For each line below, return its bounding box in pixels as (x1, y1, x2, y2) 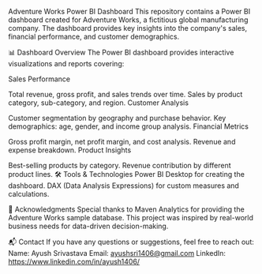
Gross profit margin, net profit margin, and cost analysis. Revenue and (8, 137, 236, 146)
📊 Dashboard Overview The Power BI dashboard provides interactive (8, 47, 234, 57)
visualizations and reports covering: (8, 59, 125, 68)
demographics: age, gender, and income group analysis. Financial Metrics (8, 122, 249, 131)
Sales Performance (8, 74, 71, 84)
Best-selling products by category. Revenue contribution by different (8, 161, 231, 170)
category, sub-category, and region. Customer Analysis (8, 98, 189, 107)
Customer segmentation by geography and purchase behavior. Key (8, 114, 226, 122)
